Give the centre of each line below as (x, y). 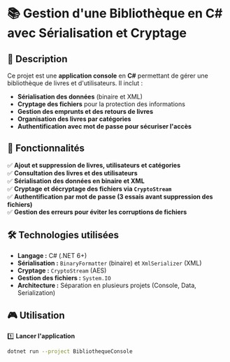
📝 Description (37, 59)
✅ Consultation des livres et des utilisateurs (72, 173)
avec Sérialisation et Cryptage (97, 33)
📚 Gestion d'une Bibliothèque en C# (115, 14)
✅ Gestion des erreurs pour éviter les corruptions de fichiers (97, 212)
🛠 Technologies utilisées (63, 235)
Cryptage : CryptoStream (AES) (62, 270)
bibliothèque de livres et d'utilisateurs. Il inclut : (75, 83)
